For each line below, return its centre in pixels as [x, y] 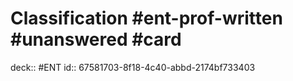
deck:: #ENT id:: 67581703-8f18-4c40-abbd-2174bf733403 [133, 67]
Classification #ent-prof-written [146, 18]
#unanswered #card [96, 39]
